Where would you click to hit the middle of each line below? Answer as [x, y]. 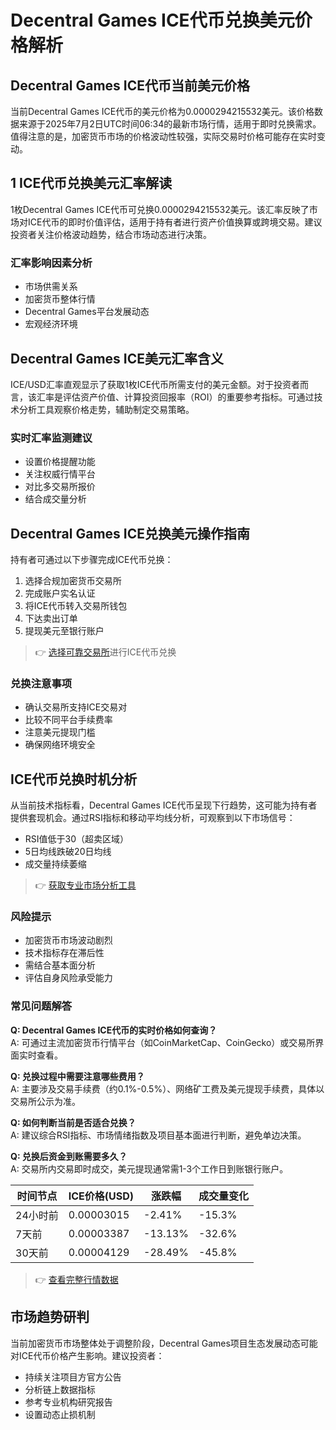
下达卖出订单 [51, 618]
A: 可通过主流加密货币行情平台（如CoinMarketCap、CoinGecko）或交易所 [163, 1042]
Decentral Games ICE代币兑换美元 [152, 20]
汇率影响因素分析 [51, 263]
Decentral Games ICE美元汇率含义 [117, 358]
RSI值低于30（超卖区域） [77, 839]
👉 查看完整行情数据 [76, 1279]
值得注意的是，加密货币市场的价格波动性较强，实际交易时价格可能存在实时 [163, 136]
